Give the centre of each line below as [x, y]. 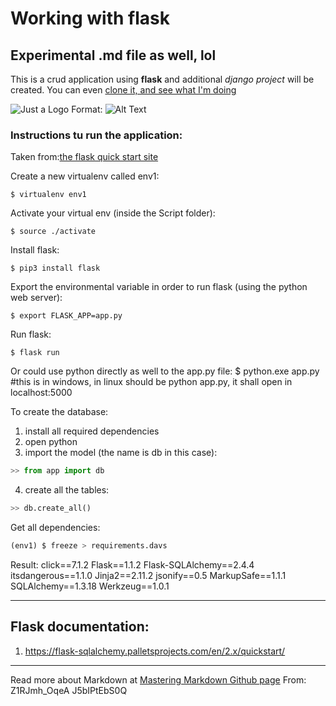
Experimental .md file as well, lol [113, 55]
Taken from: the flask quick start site [84, 157]
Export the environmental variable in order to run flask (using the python [159, 287]
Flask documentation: [80, 627]
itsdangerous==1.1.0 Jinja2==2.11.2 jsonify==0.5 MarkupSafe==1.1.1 [148, 575]
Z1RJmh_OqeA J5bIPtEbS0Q [69, 690]
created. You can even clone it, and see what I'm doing [123, 90]
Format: [87, 109]
